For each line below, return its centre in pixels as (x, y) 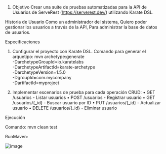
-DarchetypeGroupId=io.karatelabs (48, 62)
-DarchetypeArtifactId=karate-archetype (54, 67)
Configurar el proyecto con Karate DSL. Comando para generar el (79, 51)
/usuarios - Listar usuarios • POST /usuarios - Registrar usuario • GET (84, 97)
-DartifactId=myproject (36, 83)
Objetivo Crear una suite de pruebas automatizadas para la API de (80, 7)
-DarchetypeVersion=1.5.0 (39, 72)
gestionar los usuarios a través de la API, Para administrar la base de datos (81, 27)
